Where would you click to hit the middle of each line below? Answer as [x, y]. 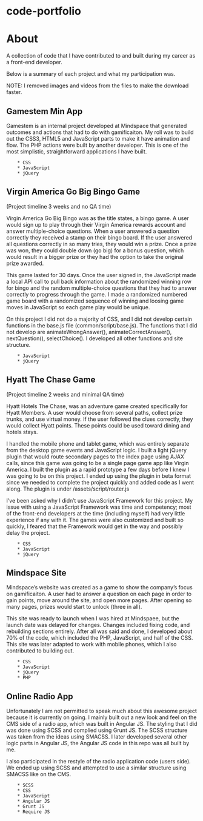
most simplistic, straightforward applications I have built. [77, 151]
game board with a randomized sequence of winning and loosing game [95, 301]
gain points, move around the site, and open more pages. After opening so [99, 600]
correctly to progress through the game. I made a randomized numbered [97, 294]
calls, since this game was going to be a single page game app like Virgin [98, 463]
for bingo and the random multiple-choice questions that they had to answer [101, 288]
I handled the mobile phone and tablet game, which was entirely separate [98, 443]
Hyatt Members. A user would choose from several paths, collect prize [95, 412]
